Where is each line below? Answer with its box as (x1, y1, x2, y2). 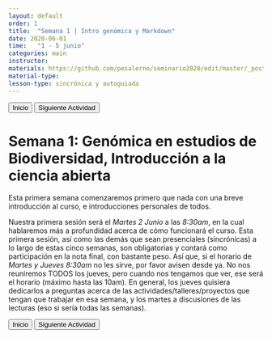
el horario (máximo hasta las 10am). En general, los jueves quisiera (8, 277, 231, 287)
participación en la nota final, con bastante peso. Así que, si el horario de (8, 251, 253, 261)
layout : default (8, 11, 63, 20)
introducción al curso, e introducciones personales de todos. (8, 201, 211, 211)
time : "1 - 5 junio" (8, 42, 85, 50)
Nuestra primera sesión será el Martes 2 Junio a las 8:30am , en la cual (8, 218, 244, 227)
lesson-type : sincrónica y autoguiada (8, 79, 139, 87)
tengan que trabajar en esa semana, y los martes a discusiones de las (8, 294, 241, 304)
